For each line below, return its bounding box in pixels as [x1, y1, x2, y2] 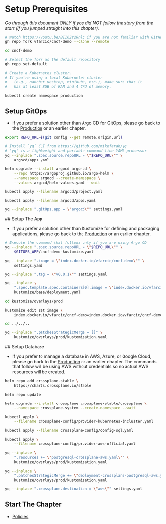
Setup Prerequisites [5, 3, 88, 15]
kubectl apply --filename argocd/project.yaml [5, 189, 103, 194]
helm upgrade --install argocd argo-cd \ [5, 166, 92, 171]
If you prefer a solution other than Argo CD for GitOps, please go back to [12, 120, 161, 126]
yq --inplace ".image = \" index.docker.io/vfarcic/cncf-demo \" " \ [5, 258, 145, 263]
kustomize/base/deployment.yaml [14, 290, 81, 295]
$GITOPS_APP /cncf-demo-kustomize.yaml [14, 249, 94, 254]
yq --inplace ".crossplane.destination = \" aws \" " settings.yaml [5, 486, 142, 492]
